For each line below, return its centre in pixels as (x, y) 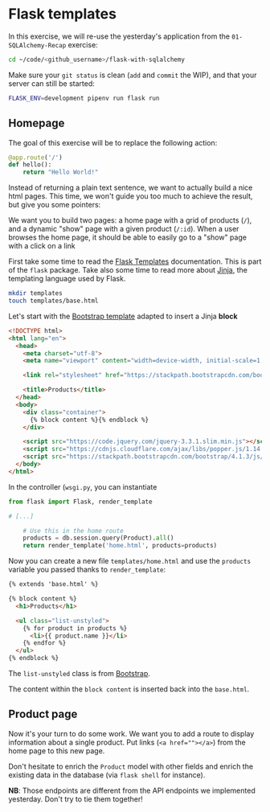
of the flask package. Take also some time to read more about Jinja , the (128, 270)
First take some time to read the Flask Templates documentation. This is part (135, 261)
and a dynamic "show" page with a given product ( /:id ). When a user (124, 229)
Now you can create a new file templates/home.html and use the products (130, 561)
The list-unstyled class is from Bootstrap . (80, 673)
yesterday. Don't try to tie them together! (76, 799)
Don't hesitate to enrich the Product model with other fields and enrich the (131, 766)
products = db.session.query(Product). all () (98, 538)
